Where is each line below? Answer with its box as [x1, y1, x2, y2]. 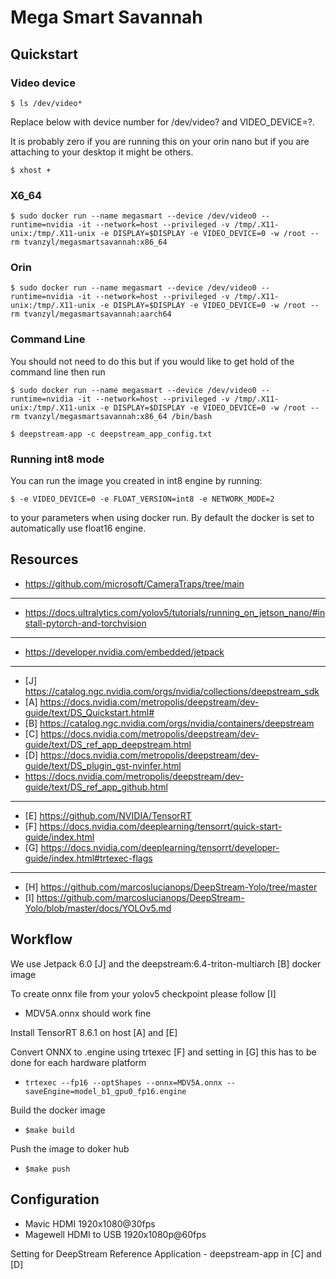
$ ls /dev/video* [10, 98, 83, 108]
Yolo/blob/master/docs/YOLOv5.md [24, 902, 172, 914]
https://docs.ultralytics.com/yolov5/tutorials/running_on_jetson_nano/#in [24, 606, 326, 618]
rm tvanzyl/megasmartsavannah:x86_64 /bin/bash [10, 411, 213, 421]
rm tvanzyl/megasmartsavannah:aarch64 [10, 309, 172, 320]
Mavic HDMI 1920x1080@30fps [24, 1217, 156, 1230]
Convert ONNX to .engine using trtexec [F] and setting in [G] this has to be [10, 1046, 317, 1058]
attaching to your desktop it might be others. [10, 146, 194, 158]
